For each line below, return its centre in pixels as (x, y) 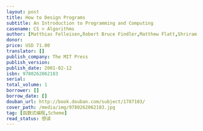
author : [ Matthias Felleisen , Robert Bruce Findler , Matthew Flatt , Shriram (102, 34)
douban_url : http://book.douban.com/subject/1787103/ (76, 101)
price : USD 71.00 (28, 46)
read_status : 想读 (29, 118)
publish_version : (28, 62)
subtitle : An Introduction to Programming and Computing (80, 23)
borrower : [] (23, 91)
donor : (15, 40)
